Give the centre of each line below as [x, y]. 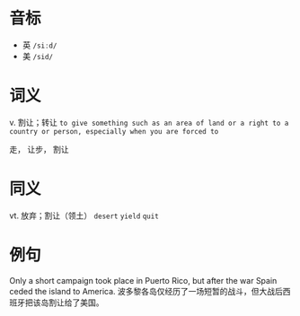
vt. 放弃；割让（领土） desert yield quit [84, 215]
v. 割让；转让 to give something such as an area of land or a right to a [149, 122]
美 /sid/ [38, 56]
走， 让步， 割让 [39, 149]
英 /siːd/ [40, 45]
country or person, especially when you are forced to [114, 131]
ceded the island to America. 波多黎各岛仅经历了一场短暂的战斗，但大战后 [146, 291]
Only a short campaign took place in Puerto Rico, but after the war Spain [143, 280]
